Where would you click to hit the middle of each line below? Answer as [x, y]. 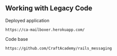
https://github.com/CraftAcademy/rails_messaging [59, 48]
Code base [17, 39]
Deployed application [27, 20]
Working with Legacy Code [49, 8]
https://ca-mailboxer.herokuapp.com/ [45, 30]
